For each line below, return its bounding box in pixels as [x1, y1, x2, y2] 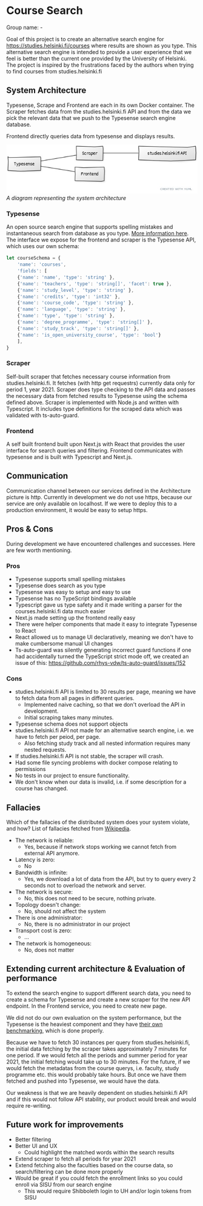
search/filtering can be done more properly [15, 1168, 123, 1175]
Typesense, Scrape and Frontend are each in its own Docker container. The [6, 101, 195, 109]
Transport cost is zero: [15, 927, 72, 934]
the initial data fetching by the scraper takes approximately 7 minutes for [6, 1045, 187, 1053]
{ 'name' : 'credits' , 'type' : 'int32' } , [17, 294, 121, 300]
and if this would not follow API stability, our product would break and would [6, 1096, 197, 1103]
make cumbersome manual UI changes [15, 639, 113, 647]
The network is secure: [15, 888, 73, 895]
